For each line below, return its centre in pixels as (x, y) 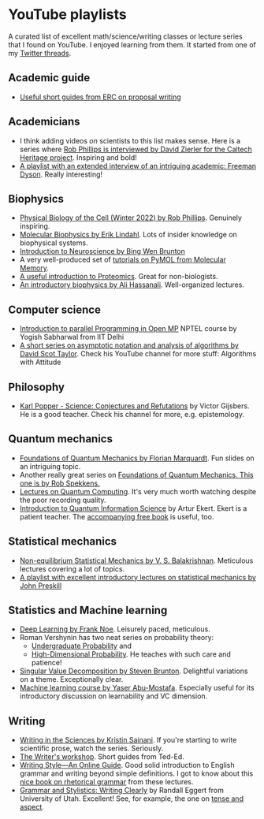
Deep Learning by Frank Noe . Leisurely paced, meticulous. (115, 629)
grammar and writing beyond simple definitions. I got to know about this (136, 773)
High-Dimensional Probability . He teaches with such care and (131, 654)
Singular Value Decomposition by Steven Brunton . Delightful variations (134, 671)
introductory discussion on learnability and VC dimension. (113, 696)
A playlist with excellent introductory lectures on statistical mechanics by (138, 577)
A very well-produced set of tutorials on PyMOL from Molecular (123, 260)
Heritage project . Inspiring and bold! (78, 157)
